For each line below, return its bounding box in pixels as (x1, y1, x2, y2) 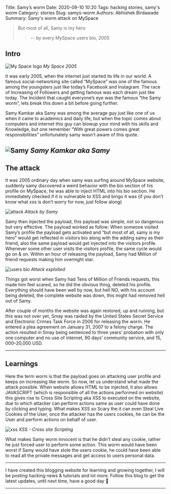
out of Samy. (5, 298, 32, 304)
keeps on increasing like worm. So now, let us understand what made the (5, 378, 159, 385)
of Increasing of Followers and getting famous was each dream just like (5, 89, 155, 95)
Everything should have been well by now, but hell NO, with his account (5, 287, 155, 293)
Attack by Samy (24, 209, 58, 215)
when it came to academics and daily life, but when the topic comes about (5, 115, 161, 121)
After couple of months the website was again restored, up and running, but (5, 308, 164, 314)
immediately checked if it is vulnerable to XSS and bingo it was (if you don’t (5, 194, 164, 200)
